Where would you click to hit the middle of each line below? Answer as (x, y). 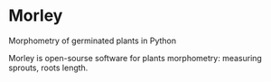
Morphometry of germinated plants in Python (93, 41)
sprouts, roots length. (48, 68)
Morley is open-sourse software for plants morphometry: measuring (135, 58)
